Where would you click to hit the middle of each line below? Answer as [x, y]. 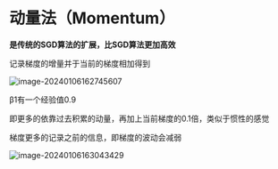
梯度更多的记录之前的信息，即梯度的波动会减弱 [95, 137]
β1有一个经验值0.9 [43, 100]
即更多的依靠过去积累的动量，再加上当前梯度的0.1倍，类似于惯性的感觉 [139, 118]
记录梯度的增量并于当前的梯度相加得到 [80, 63]
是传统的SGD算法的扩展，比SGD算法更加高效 [93, 44]
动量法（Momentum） [93, 18]
